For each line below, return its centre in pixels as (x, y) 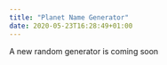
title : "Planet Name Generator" (69, 17)
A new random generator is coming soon (84, 51)
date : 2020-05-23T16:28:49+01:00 (71, 26)
